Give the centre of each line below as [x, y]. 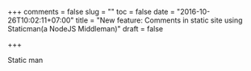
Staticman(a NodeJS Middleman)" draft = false [85, 29]
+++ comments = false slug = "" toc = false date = [91, 12]
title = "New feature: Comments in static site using [159, 20]
